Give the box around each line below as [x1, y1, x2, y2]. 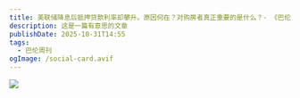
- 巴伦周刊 [17, 46, 53, 55]
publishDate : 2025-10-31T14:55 [9, 29, 126, 38]
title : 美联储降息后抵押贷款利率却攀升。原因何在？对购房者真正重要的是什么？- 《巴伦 [9, 12, 292, 22]
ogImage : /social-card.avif [9, 54, 114, 63]
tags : [9, 37, 29, 47]
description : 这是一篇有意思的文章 [9, 21, 128, 30]
